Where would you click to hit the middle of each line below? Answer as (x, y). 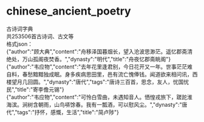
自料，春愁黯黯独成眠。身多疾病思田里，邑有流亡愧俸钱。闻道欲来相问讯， (99, 74)
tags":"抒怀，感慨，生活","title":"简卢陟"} (68, 112)
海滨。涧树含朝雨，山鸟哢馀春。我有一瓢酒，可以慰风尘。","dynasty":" (94, 104)
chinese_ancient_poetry (69, 11)
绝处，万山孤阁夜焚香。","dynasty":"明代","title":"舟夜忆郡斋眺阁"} (89, 59)
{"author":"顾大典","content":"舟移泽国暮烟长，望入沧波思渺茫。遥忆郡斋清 (100, 51)
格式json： (20, 44)
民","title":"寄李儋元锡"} (36, 89)
